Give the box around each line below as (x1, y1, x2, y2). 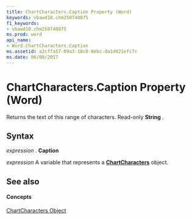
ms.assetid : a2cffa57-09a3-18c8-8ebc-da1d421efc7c (6, 49, 138, 55)
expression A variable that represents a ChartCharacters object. (6, 159, 169, 166)
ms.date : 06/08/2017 (6, 54, 59, 60)
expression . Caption (6, 147, 59, 154)
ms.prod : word (6, 32, 43, 38)
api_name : (6, 37, 32, 43)
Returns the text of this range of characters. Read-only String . (6, 113, 165, 120)
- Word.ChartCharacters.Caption (6, 43, 88, 49)
